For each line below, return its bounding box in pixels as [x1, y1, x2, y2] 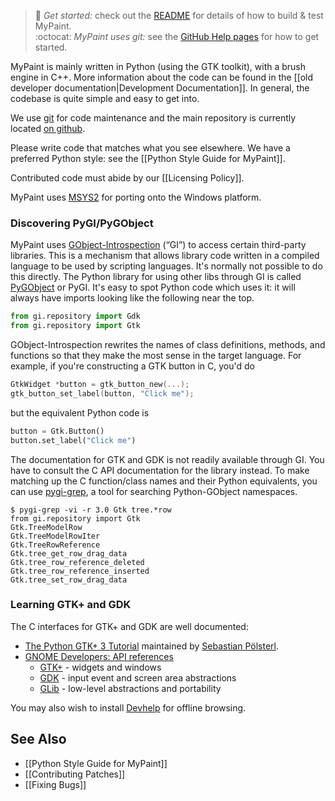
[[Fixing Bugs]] [24, 778, 87, 790]
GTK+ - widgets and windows [39, 661, 162, 673]
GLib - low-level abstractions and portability [39, 682, 222, 694]
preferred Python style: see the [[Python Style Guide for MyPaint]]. [10, 153, 286, 164]
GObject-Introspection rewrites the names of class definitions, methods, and [10, 339, 326, 351]
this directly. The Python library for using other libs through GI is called [10, 271, 302, 283]
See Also [10, 731, 67, 748]
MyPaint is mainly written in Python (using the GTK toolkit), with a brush [10, 61, 307, 72]
